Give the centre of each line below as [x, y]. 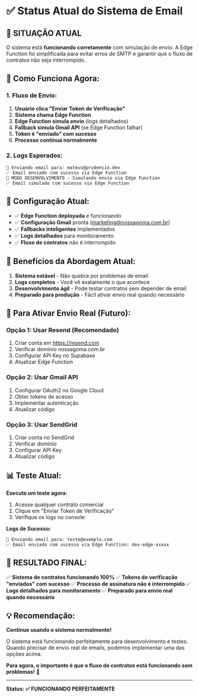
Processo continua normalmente [56, 140]
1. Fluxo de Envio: [32, 96]
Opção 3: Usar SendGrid [42, 424]
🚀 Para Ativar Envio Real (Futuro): [69, 313]
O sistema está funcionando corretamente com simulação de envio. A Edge [99, 47]
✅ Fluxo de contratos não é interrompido [65, 242]
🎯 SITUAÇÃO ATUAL [44, 33]
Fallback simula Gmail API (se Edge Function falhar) [79, 127]
